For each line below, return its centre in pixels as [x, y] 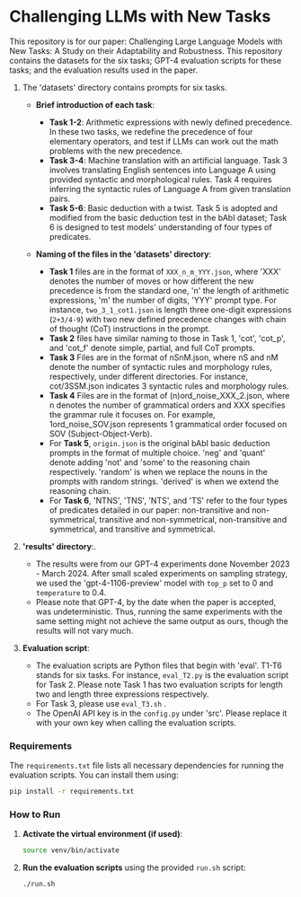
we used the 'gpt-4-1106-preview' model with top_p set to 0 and [155, 583]
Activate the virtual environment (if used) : [102, 834]
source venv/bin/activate [71, 850]
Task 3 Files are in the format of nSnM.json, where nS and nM [164, 357]
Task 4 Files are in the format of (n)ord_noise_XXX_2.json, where [169, 395]
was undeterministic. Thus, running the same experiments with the [159, 611]
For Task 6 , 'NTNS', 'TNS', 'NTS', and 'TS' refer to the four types [168, 500]
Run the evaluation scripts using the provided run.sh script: [134, 867]
